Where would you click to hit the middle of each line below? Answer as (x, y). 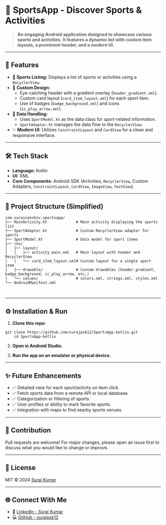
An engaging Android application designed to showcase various (84, 34)
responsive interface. (34, 135)
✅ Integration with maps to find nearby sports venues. (67, 410)
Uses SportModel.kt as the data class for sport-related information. (88, 119)
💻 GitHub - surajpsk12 (35, 518)
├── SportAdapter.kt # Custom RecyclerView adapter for (77, 231)
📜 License (21, 468)
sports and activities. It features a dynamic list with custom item (84, 40)
